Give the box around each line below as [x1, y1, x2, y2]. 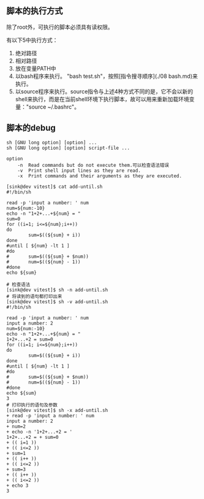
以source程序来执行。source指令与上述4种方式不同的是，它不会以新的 [15, 88, 194, 95]
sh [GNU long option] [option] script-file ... [6, 145, 130, 151]
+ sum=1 [6, 450, 26, 456]
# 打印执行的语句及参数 [6, 401, 58, 408]
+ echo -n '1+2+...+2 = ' [6, 428, 72, 435]
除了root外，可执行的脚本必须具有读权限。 [6, 23, 113, 31]
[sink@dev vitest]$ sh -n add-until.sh [6, 287, 108, 293]
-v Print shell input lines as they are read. [17, 168, 141, 174]
